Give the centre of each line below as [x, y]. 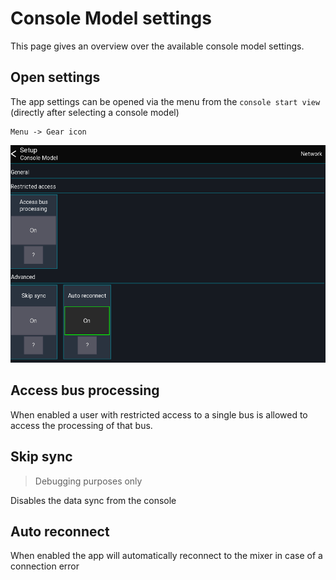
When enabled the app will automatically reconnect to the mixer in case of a [166, 556]
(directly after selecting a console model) [95, 112]
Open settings [55, 77]
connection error [45, 566]
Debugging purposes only [88, 481]
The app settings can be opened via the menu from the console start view [165, 101]
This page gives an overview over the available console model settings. [157, 46]
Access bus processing [85, 390]
